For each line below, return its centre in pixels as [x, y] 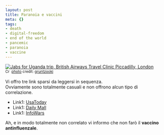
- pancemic [17, 43]
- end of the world [26, 38]
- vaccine [16, 52]
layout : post [19, 10]
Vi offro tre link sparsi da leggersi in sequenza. [54, 81]
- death [13, 29]
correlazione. [19, 92]
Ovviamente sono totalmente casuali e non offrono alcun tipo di [72, 87]
